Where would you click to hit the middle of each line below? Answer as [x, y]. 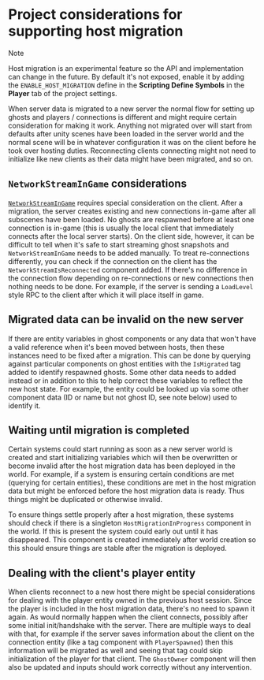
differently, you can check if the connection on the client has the [113, 261]
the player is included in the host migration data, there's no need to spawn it [132, 609]
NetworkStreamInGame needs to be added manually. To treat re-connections [129, 253]
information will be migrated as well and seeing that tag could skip [115, 651]
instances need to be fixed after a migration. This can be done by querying [129, 355]
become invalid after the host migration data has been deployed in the [122, 466]
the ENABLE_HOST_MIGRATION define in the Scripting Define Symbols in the [126, 85]
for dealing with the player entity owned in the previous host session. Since [130, 600]
